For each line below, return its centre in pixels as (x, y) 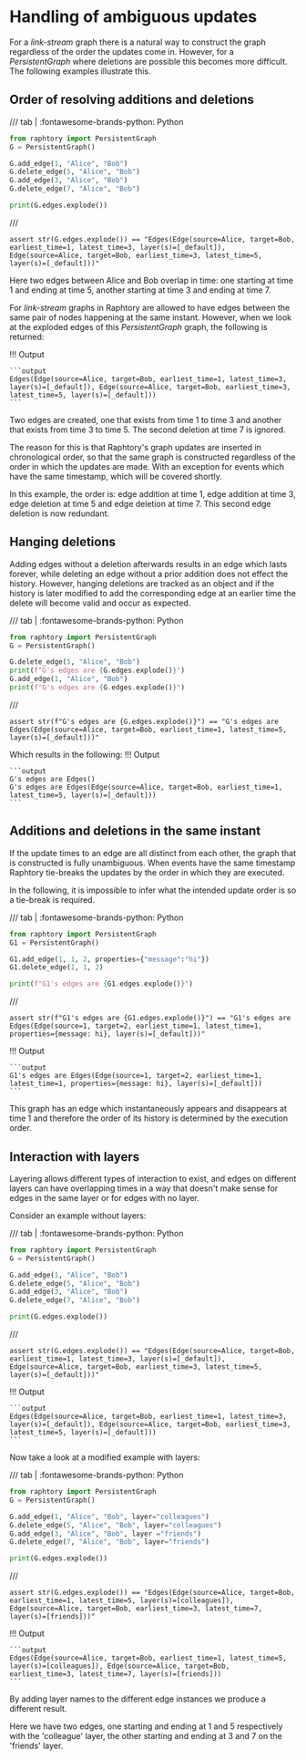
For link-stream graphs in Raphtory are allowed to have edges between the (150, 307)
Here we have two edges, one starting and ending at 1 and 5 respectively (146, 1726)
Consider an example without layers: (78, 1216)
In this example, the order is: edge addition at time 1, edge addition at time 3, (153, 493)
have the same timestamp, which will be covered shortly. (116, 476)
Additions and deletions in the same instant (135, 831)
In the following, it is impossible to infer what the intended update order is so (153, 890)
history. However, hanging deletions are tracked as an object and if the (142, 583)
